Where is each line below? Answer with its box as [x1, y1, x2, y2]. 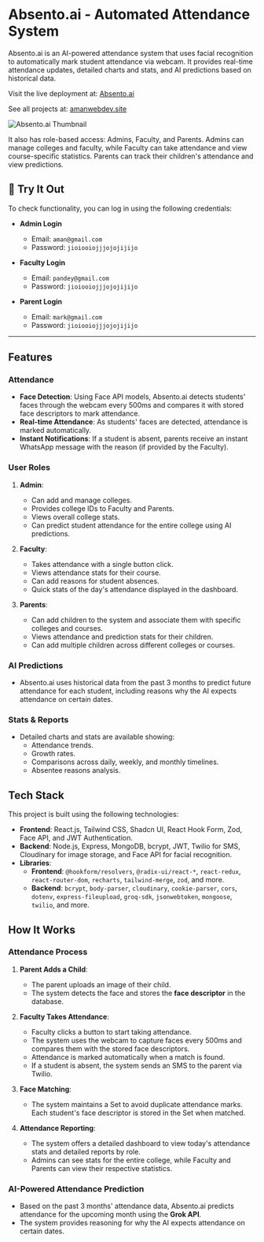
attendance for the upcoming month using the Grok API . [19, 1210, 202, 1219]
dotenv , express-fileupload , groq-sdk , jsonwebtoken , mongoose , [31, 892, 233, 901]
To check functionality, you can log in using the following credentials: [8, 203, 233, 213]
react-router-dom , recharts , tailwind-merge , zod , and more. [31, 875, 225, 885]
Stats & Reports [8, 714, 69, 725]
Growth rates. [31, 749, 76, 759]
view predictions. [8, 159, 64, 169]
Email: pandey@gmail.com [31, 273, 110, 282]
